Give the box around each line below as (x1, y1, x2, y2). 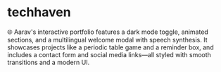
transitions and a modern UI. (7, 58, 90, 66)
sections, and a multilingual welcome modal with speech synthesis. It (7, 35, 208, 44)
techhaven (7, 4, 72, 20)
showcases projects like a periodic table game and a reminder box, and (7, 43, 214, 52)
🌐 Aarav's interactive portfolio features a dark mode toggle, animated (7, 28, 209, 36)
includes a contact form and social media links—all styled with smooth (7, 50, 211, 59)
